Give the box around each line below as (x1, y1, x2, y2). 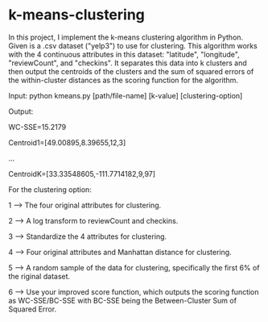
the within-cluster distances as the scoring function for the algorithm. (8, 75, 239, 85)
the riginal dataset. (8, 271, 71, 281)
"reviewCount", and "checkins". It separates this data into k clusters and (8, 58, 247, 68)
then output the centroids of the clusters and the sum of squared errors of (8, 66, 254, 76)
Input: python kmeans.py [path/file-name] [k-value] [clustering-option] (8, 90, 243, 100)
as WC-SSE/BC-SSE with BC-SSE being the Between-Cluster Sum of (8, 295, 237, 305)
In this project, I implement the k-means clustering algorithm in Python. (8, 32, 244, 42)
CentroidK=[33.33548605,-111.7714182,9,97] (8, 169, 155, 178)
